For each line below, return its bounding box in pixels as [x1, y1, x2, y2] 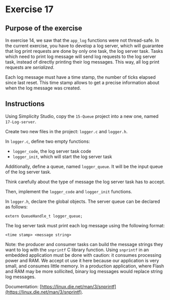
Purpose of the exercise [5, 24, 82, 33]
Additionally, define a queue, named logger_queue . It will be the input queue [5, 163, 163, 169]
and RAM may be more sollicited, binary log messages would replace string [5, 268, 163, 274]
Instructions [5, 100, 45, 108]
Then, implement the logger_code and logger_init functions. [5, 188, 132, 194]
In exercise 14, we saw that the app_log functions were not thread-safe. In [5, 37, 159, 43]
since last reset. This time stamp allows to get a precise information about [5, 80, 160, 85]
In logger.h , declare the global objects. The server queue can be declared [5, 198, 160, 204]
